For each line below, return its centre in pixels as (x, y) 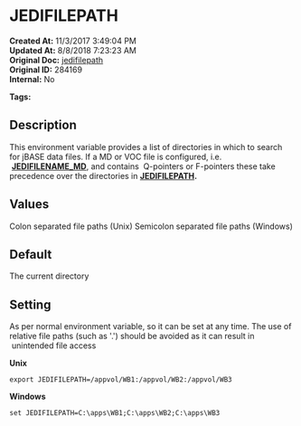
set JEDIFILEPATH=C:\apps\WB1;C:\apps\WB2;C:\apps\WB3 (115, 413)
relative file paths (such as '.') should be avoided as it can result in (132, 336)
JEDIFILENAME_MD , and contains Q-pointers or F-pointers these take (143, 166)
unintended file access (54, 346)
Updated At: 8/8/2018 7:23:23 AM (73, 50)
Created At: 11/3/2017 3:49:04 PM (73, 41)
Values (29, 204)
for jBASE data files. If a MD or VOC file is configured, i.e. (116, 156)
